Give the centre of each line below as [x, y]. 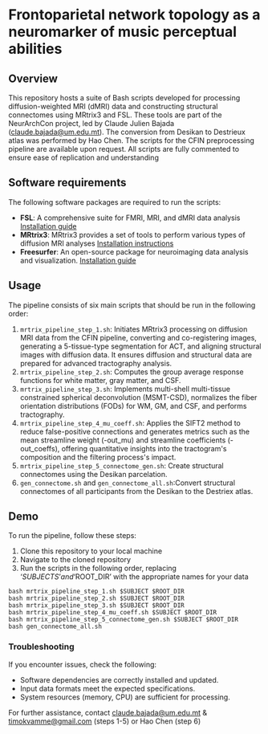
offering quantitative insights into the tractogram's [144, 448]
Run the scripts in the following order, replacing [98, 569]
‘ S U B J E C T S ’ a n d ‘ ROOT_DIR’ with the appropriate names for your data [134, 577]
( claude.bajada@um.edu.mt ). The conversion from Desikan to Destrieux [127, 132]
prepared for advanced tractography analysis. [96, 363]
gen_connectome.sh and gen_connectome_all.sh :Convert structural [127, 483]
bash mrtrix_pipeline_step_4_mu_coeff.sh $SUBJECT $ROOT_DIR [113, 613]
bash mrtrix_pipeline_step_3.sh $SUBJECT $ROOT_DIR [96, 606]
